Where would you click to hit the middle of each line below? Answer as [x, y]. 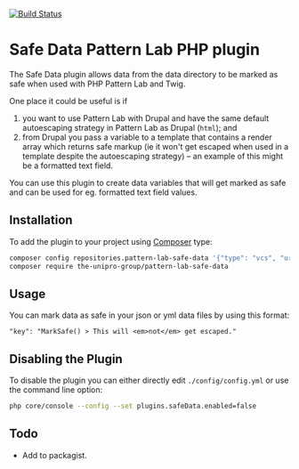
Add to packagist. [54, 455]
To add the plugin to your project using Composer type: [111, 241]
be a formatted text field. [68, 166]
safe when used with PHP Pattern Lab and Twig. [97, 84]
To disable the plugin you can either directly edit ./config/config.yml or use [149, 380]
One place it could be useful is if [69, 101]
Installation [41, 220]
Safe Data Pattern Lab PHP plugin [135, 50]
